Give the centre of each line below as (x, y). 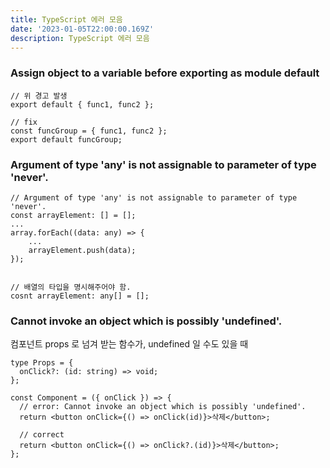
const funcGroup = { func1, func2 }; (89, 131)
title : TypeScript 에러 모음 (66, 19)
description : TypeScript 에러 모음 (80, 38)
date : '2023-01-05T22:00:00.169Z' (82, 29)
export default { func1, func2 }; (82, 104)
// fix (24, 122)
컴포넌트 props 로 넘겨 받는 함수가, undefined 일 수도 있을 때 (129, 344)
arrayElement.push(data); (82, 250)
